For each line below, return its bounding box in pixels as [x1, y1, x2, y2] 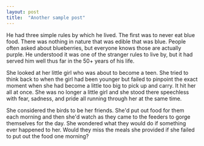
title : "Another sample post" [6, 15, 86, 21]
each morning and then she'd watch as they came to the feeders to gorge [6, 113, 191, 120]
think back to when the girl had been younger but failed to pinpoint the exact [6, 75, 198, 83]
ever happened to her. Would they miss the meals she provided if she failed [6, 126, 195, 133]
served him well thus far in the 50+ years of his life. [6, 57, 135, 64]
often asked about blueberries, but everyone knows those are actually [6, 44, 182, 52]
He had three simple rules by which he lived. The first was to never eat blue [6, 31, 195, 38]
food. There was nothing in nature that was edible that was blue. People [6, 38, 186, 45]
